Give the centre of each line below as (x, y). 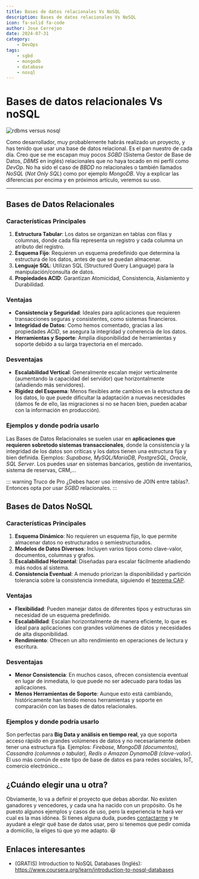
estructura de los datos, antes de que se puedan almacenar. (88, 259)
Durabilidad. (30, 284)
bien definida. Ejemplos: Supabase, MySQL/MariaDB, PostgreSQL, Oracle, (97, 457)
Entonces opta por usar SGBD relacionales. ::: (62, 488)
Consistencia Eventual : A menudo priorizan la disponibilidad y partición (103, 574)
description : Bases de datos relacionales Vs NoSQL (71, 17)
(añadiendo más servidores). (50, 385)
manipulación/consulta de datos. (54, 272)
